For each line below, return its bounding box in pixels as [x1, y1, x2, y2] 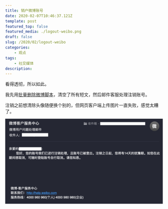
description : [5, 66, 32, 71]
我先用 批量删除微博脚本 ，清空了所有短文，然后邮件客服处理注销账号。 [5, 91, 150, 97]
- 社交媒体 [14, 60, 34, 66]
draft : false [5, 34, 32, 39]
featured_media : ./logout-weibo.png [5, 29, 81, 34]
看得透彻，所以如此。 [5, 81, 49, 87]
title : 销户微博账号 [5, 8, 43, 13]
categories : [5, 45, 30, 50]
